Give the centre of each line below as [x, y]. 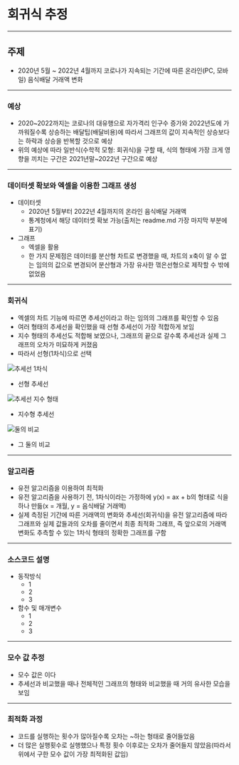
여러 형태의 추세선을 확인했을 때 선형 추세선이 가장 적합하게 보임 [106, 327]
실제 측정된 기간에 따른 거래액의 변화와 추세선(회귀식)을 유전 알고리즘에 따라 [122, 515]
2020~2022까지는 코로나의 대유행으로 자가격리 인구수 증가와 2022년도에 [119, 123]
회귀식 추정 [38, 15]
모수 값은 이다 [37, 674]
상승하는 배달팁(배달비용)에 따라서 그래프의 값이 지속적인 [127, 132]
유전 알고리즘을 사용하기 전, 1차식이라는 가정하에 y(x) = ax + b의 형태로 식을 [123, 497]
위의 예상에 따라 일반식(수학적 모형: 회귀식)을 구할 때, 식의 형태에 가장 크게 [120, 150]
